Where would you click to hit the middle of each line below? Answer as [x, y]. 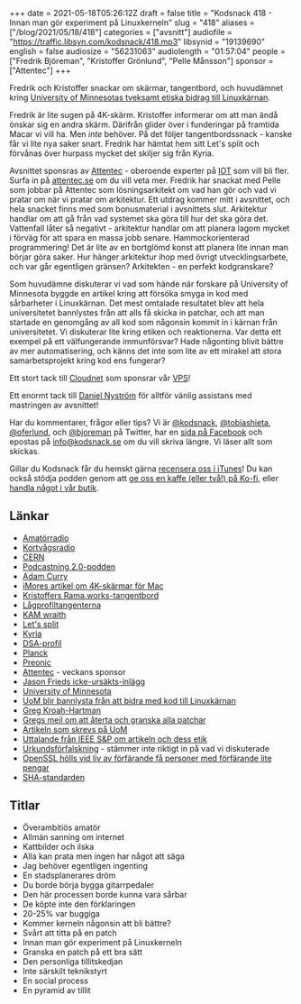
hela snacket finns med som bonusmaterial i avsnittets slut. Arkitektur [138, 209]
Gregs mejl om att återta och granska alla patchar [114, 719]
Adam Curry [45, 576]
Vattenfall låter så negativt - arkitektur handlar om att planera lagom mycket [150, 228]
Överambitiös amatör [61, 827]
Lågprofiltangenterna [62, 605]
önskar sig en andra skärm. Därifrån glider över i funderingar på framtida [144, 124]
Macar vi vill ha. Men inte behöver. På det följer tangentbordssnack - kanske [151, 134]
